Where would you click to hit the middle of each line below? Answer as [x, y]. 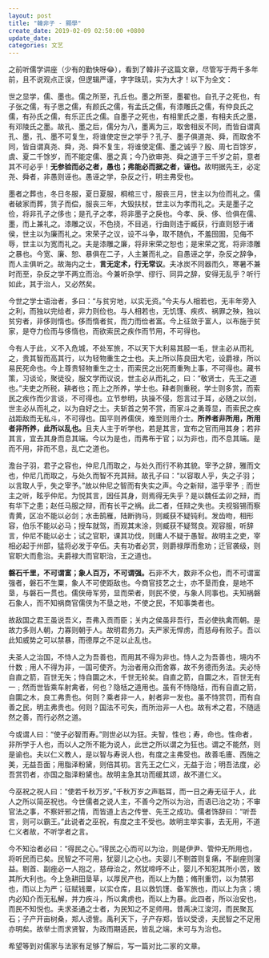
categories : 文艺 [36, 46]
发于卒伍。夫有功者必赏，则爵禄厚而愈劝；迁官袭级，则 [169, 546]
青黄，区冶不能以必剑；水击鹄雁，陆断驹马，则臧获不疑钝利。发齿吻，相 [127, 516]
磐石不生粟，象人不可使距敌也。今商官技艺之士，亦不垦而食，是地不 [141, 583]
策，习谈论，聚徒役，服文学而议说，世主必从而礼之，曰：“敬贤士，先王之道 [133, 379]
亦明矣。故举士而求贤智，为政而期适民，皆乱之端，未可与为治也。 [117, 929]
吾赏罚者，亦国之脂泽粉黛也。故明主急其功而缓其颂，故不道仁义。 [117, 774]
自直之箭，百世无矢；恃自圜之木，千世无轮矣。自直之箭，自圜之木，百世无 [131, 677]
